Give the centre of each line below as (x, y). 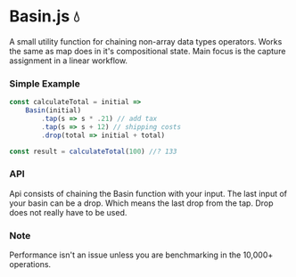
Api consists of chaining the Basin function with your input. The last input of (148, 193)
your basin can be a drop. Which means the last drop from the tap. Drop (141, 203)
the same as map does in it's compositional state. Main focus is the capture (148, 51)
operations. (30, 265)
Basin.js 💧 (45, 16)
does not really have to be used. (68, 212)
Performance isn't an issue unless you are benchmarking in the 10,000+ (141, 255)
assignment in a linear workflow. (68, 61)
